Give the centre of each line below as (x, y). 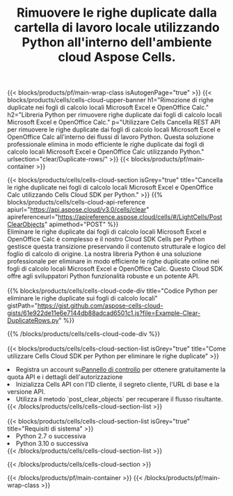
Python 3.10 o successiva (53, 444)
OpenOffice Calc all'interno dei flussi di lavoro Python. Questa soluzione (111, 137)
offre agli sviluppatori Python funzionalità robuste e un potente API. (104, 276)
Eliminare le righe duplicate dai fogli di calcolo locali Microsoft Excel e (107, 232)
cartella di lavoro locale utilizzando (117, 27)
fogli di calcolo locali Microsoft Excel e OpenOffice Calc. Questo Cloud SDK (115, 269)
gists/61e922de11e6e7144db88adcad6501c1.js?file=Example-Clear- (104, 313)
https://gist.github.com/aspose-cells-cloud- (100, 306)
